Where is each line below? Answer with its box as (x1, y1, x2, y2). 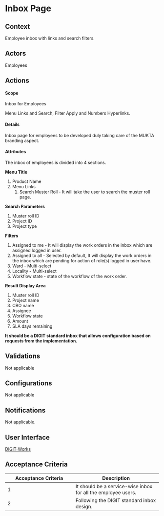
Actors (5, 49, 26, 58)
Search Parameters (5, 203, 45, 209)
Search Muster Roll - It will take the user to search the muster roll (19, 189, 150, 195)
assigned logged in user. (12, 247, 62, 253)
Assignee (12, 308, 31, 314)
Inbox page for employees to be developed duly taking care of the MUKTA (5, 132, 155, 138)
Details (5, 121, 20, 127)
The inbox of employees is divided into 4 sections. (5, 159, 106, 165)
